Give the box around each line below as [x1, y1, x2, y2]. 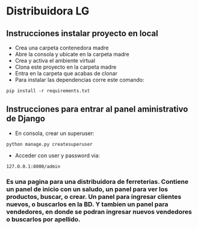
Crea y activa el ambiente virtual [14, 57, 95, 64]
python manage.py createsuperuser [6, 141, 93, 147]
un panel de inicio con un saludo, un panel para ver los [6, 185, 169, 193]
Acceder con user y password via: [14, 152, 101, 159]
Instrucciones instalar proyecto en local [6, 28, 158, 39]
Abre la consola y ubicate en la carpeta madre [14, 51, 129, 58]
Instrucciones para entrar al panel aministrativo [6, 104, 188, 114]
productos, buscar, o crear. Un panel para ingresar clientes [6, 192, 182, 201]
